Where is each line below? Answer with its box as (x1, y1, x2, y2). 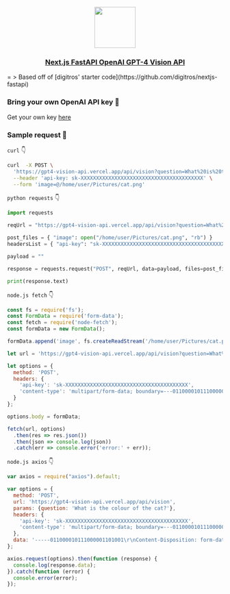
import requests (7, 210, 53, 216)
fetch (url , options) (7, 425, 66, 432)
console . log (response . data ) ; (13, 562, 97, 569)
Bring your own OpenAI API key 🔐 (7, 97, 120, 107)
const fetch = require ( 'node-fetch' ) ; (7, 319, 118, 326)
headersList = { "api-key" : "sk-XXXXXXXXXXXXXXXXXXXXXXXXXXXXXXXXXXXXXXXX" (7, 240, 228, 248)
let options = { (7, 362, 53, 369)
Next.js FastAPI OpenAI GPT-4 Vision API (44, 57, 186, 66)
